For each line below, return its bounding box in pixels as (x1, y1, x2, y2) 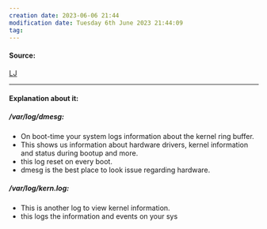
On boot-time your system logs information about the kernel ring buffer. (20, 132, 254, 141)
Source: (9, 51, 36, 60)
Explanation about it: (9, 94, 79, 103)
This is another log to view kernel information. (20, 203, 170, 213)
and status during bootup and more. (20, 148, 139, 158)
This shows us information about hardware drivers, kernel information (20, 140, 249, 150)
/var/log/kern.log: (9, 183, 70, 193)
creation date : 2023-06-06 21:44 (9, 11, 120, 20)
